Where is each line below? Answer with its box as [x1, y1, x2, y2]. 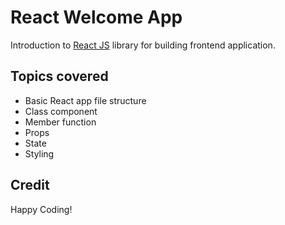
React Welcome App [10, 6, 183, 29]
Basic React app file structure [24, 94, 147, 106]
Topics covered [10, 68, 109, 85]
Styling [24, 147, 55, 160]
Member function [24, 116, 97, 128]
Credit [10, 177, 50, 194]
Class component [24, 105, 98, 117]
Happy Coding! [10, 203, 73, 215]
